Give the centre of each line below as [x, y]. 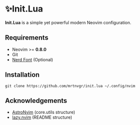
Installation [22, 75]
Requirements [27, 38]
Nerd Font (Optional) [32, 59]
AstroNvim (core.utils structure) [44, 112]
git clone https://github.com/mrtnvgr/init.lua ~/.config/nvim [70, 86]
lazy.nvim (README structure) [42, 117]
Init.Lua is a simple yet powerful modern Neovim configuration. [68, 22]
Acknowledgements [36, 101]
